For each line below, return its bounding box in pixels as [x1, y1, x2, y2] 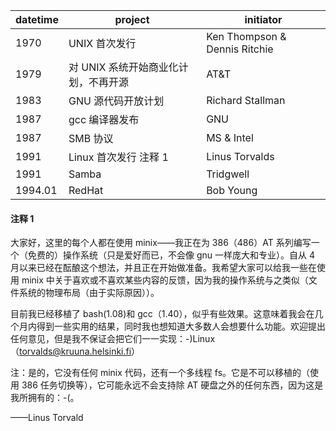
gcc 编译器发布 [68, 113, 140, 126]
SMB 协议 [68, 132, 114, 145]
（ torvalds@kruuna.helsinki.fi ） [10, 345, 141, 358]
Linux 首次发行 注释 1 [68, 150, 169, 164]
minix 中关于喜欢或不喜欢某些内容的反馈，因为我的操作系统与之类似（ [21, 274, 309, 286]
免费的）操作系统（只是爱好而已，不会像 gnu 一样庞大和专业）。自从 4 [27, 249, 315, 261]
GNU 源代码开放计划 [68, 94, 165, 108]
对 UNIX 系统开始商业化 [68, 60, 179, 74]
